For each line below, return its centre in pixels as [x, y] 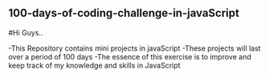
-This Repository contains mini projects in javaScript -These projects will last [134, 48]
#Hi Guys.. [26, 32]
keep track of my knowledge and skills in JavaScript [94, 65]
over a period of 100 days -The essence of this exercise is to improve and [130, 56]
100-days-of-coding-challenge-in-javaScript [124, 13]
